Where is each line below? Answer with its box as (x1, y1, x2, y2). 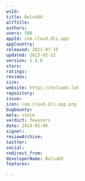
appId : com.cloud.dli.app (6, 36, 69, 42)
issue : (6, 95, 22, 101)
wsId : (6, 8, 19, 15)
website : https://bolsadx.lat (6, 85, 80, 91)
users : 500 (6, 30, 33, 36)
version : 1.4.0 (6, 57, 43, 63)
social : (6, 145, 25, 151)
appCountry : (6, 42, 35, 47)
